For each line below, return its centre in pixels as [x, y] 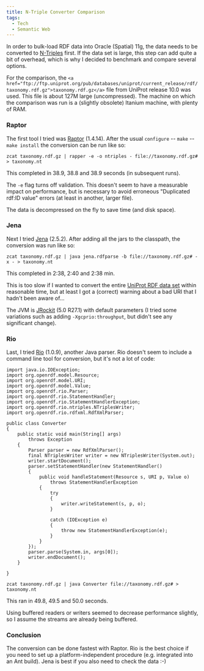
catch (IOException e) [79, 520]
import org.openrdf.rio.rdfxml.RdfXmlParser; [65, 413]
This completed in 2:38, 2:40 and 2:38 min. [60, 273]
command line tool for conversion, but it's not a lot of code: [81, 359]
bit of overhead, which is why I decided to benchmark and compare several [101, 59]
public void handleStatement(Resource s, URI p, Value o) [114, 477]
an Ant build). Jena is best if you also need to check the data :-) [86, 661]
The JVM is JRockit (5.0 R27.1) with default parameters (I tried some [92, 310]
